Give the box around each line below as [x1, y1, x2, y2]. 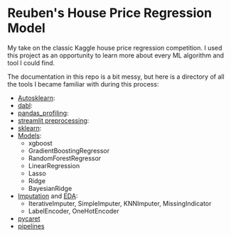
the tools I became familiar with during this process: [7, 79, 159, 88]
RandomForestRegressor [28, 154, 102, 162]
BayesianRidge [28, 184, 72, 192]
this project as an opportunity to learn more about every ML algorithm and [7, 51, 225, 60]
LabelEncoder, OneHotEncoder [28, 206, 119, 215]
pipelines [17, 221, 45, 230]
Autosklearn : [17, 94, 55, 102]
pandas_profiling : [17, 109, 69, 117]
